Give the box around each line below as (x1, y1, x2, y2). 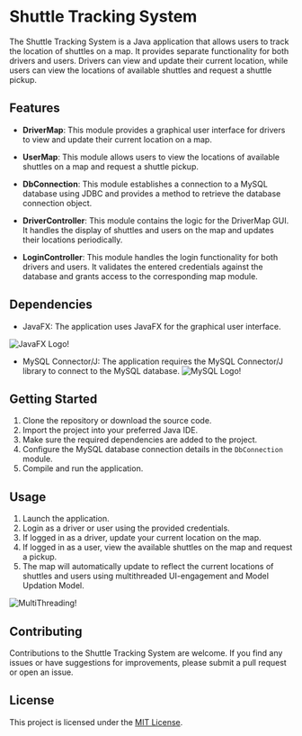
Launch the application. (22, 513, 110, 524)
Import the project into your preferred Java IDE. (22, 425, 199, 436)
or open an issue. (9, 667, 74, 677)
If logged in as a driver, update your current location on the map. (22, 532, 262, 543)
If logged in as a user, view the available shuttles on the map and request (22, 542, 293, 553)
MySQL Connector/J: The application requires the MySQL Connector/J (22, 356, 283, 367)
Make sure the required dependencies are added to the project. (22, 434, 258, 445)
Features (9, 101, 60, 116)
